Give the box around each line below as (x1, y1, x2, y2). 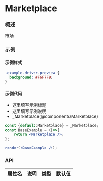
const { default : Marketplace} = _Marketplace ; (5, 123, 99, 128)
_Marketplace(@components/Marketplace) (12, 114, 98, 119)
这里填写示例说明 (12, 108, 47, 114)
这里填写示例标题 (12, 102, 47, 108)
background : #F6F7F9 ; (9, 75, 53, 80)
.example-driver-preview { (5, 70, 60, 75)
